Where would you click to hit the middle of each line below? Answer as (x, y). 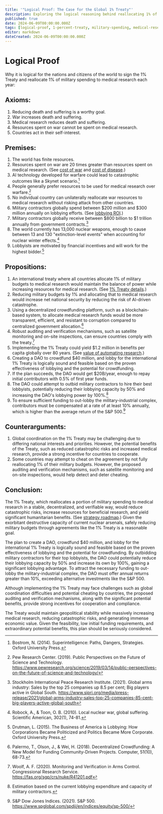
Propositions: (26, 267)
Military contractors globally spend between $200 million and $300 (79, 208)
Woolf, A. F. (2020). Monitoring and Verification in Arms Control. (76, 766)
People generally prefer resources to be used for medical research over (83, 186)
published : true (21, 19)
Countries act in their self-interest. (46, 133)
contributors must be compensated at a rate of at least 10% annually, (81, 406)
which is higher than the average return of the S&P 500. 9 (69, 411)
